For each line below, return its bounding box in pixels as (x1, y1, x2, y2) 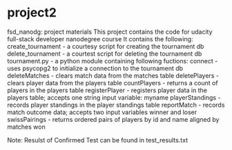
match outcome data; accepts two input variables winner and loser (7, 108, 197, 116)
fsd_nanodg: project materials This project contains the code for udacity (7, 28, 213, 36)
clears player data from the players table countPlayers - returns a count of (7, 78, 219, 87)
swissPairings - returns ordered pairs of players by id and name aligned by (7, 115, 220, 123)
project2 (7, 5, 57, 21)
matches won (7, 122, 46, 131)
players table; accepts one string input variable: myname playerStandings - (7, 93, 221, 101)
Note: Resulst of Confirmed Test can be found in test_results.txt (7, 136, 188, 144)
